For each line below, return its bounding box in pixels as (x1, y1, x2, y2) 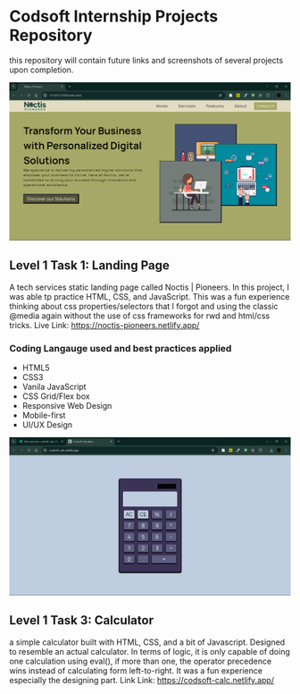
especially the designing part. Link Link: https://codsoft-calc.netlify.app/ (9, 674, 275, 685)
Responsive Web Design (21, 401, 112, 411)
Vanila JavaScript (21, 382, 87, 393)
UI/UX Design (21, 419, 73, 430)
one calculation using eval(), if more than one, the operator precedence (9, 656, 272, 666)
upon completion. (9, 64, 74, 75)
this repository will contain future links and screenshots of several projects (9, 55, 284, 65)
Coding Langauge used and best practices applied (9, 342, 232, 354)
